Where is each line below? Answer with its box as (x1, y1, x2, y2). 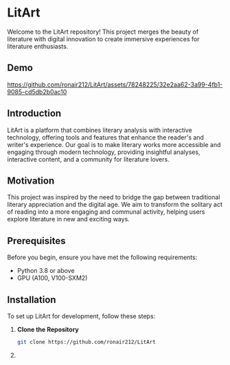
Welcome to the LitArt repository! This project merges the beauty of (7, 27, 199, 36)
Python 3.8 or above (16, 267, 75, 275)
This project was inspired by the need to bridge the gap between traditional (7, 193, 220, 201)
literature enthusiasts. (7, 42, 69, 50)
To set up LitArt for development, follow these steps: (7, 312, 156, 320)
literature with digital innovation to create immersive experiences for (7, 34, 200, 43)
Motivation (7, 175, 55, 186)
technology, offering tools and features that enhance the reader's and (7, 133, 205, 142)
